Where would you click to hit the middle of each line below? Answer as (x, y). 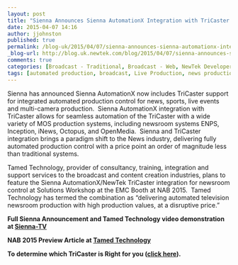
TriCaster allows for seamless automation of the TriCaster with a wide (109, 116)
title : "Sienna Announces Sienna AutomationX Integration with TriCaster (119, 21)
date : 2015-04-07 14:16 (42, 27)
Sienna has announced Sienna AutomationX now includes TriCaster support (118, 94)
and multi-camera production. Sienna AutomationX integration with (106, 108)
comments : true (30, 60)
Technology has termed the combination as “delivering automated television (118, 197)
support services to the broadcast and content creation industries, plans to (117, 175)
